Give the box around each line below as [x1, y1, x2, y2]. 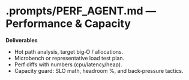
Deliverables [5, 36, 38, 44]
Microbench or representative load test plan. [14, 54, 124, 61]
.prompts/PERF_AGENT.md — [5, 4, 157, 18]
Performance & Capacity [5, 17, 131, 30]
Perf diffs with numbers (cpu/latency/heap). [14, 61, 122, 68]
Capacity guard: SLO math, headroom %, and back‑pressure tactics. [14, 67, 184, 74]
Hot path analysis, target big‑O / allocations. [14, 48, 124, 55]
